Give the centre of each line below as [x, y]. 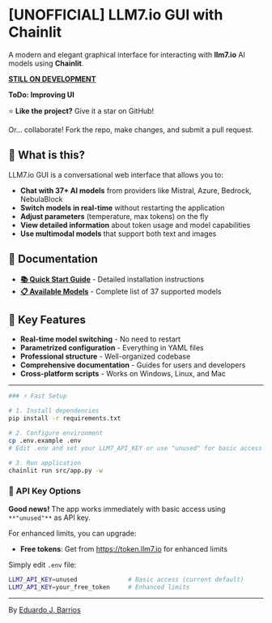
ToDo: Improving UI [41, 94]
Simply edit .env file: [42, 565]
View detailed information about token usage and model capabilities [135, 225]
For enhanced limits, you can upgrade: [72, 533]
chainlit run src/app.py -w [56, 470]
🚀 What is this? [47, 155]
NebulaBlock [41, 199]
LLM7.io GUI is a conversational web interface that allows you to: [116, 174]
